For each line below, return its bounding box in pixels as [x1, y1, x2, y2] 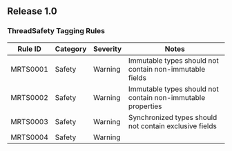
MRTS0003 [10, 117, 48, 126]
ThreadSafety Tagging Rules [7, 26, 106, 36]
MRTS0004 [10, 132, 48, 142]
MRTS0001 [10, 64, 48, 74]
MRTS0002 [10, 92, 48, 102]
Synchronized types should [128, 112, 217, 122]
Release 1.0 [7, 6, 57, 17]
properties [128, 101, 162, 111]
